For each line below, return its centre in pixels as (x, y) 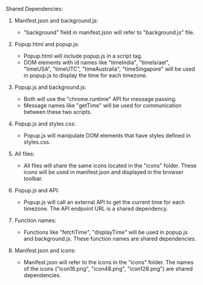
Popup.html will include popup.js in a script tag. (83, 56)
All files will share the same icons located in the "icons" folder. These (110, 166)
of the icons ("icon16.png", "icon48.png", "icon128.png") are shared (108, 269)
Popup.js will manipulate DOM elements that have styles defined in (107, 135)
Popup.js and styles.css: (45, 124)
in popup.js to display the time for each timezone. (85, 75)
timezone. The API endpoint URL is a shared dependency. (96, 209)
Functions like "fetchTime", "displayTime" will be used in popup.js (105, 232)
